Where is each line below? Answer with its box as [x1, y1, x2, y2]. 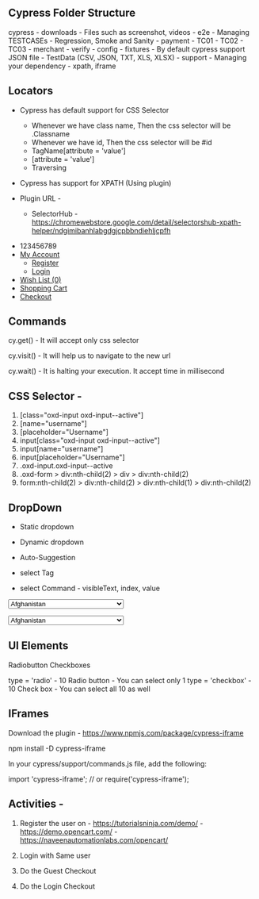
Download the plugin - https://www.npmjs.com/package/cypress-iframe [8, 728, 244, 737]
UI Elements [8, 639, 69, 653]
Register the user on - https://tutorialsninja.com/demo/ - [19, 818, 204, 828]
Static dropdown [19, 522, 74, 532]
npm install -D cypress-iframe [8, 743, 106, 753]
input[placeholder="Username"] [19, 452, 125, 463]
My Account [19, 249, 60, 259]
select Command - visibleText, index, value [19, 583, 161, 594]
